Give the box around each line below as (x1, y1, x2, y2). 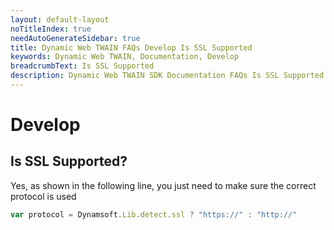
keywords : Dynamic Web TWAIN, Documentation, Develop (10, 52, 240, 62)
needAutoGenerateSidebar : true (10, 33, 141, 43)
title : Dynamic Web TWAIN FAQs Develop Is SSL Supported (10, 42, 253, 53)
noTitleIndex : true (10, 24, 92, 34)
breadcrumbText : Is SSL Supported (10, 61, 155, 71)
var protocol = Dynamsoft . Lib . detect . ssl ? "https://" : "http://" (10, 209, 298, 220)
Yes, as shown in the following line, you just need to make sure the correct (10, 179, 317, 191)
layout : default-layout (10, 14, 110, 25)
